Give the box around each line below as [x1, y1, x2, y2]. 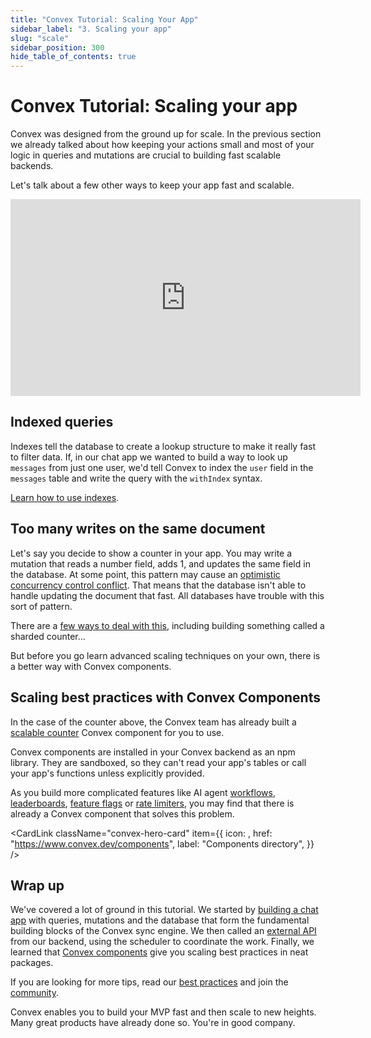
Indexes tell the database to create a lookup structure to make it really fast [10, 440, 316, 452]
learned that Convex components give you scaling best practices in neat [10, 946, 309, 958]
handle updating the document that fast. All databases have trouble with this [10, 589, 325, 601]
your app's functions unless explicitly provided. [10, 767, 205, 779]
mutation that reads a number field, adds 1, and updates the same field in [10, 557, 311, 570]
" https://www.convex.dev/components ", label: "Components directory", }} [10, 837, 315, 850]
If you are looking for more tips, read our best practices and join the [10, 976, 289, 988]
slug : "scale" [10, 33, 70, 43]
